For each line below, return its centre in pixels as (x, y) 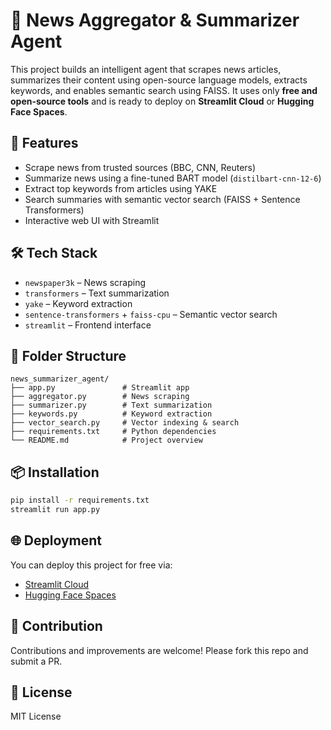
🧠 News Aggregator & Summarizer (155, 20)
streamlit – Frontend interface (88, 325)
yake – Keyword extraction (78, 303)
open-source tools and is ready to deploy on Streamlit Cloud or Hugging (162, 101)
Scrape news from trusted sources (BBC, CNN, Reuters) (140, 167)
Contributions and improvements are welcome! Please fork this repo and (159, 650)
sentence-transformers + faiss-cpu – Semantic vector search (151, 314)
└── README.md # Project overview (106, 440)
